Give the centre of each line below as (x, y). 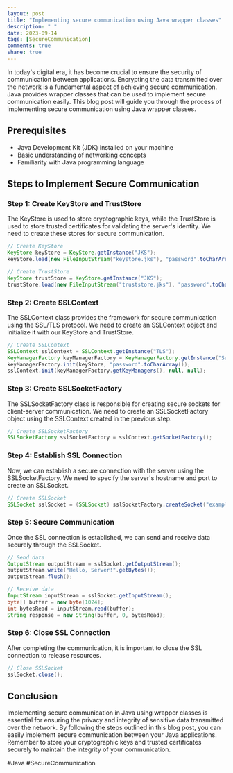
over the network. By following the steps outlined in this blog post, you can (114, 728)
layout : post (26, 14)
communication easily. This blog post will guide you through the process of (114, 101)
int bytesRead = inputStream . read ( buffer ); (71, 609)
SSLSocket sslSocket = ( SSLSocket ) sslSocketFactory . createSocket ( (107, 504)
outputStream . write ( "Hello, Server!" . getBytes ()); (82, 570)
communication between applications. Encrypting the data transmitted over (115, 79)
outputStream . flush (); (40, 577)
